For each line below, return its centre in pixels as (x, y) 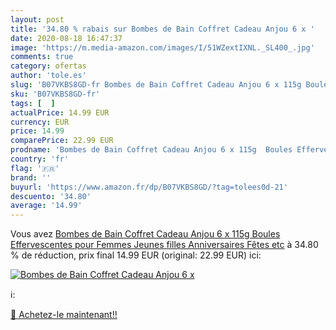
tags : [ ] (33, 103)
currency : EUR (40, 122)
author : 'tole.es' (48, 76)
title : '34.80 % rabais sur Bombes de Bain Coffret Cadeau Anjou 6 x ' (162, 29)
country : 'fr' (40, 159)
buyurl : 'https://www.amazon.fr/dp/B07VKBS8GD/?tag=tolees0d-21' (149, 187)
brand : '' (31, 177)
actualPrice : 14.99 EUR (60, 112)
